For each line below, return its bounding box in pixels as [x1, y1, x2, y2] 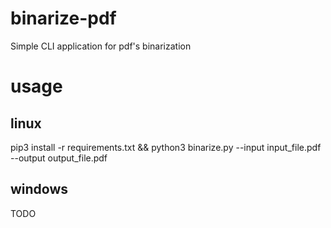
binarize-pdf [10, 7, 117, 30]
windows [10, 181, 69, 198]
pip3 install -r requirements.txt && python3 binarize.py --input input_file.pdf [10, 141, 322, 153]
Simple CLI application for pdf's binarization [10, 40, 192, 52]
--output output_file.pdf [10, 152, 108, 164]
